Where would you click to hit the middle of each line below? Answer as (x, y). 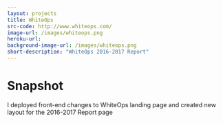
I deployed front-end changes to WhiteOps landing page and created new (112, 104)
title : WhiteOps (30, 20)
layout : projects (32, 13)
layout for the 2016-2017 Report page (60, 112)
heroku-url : (24, 39)
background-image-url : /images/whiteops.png (72, 45)
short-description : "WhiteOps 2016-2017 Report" (78, 52)
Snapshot (35, 86)
